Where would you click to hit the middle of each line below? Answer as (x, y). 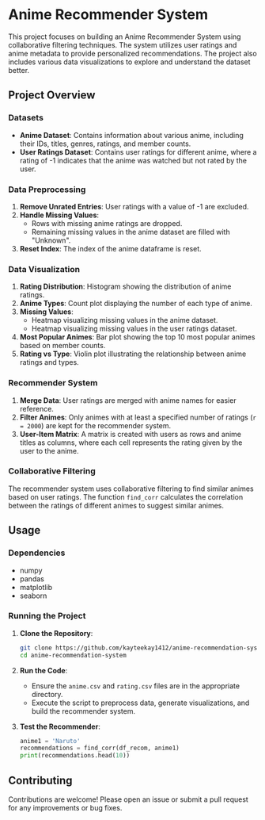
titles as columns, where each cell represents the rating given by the (131, 443)
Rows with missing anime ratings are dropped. (107, 223)
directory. (47, 694)
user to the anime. (49, 450)
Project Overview (52, 96)
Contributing (40, 780)
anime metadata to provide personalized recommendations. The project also (132, 53)
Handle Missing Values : (59, 215)
